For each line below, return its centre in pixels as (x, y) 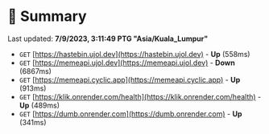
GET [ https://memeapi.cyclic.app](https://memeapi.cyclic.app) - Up (130, 79)
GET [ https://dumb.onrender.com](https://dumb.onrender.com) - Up (130, 114)
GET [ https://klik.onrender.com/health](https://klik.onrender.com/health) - (140, 96)
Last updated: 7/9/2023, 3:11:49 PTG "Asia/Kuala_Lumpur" (108, 39)
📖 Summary (47, 16)
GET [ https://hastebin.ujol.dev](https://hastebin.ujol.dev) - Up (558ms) (134, 54)
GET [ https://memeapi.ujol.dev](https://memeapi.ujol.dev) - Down (127, 63)
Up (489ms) (39, 105)
